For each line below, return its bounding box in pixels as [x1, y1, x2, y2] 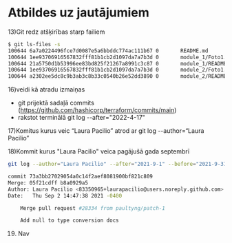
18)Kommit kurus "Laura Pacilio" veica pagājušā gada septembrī [8, 147, 190, 156]
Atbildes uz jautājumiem [8, 5, 150, 21]
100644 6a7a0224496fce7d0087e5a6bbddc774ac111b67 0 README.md [8, 47, 209, 54]
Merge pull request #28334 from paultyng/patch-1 [20, 204, 166, 211]
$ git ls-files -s [8, 41, 61, 47]
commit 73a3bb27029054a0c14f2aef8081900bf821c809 [8, 173, 154, 180]
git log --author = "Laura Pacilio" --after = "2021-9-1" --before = [8, 160, 196, 168]
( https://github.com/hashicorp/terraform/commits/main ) [17, 106, 177, 114]
